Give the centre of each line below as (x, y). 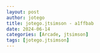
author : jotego (26, 18)
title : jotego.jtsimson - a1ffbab (50, 23)
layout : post (23, 12)
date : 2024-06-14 (28, 29)
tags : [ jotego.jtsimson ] (38, 40)
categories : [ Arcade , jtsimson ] (47, 35)
